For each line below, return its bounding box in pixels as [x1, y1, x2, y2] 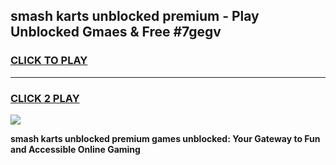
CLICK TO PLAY [10, 54, 88, 68]
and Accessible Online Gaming [10, 143, 141, 155]
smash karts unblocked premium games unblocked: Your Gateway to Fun [10, 132, 321, 144]
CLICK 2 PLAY [10, 91, 80, 105]
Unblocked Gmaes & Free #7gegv [10, 24, 222, 41]
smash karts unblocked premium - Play [10, 8, 260, 25]
